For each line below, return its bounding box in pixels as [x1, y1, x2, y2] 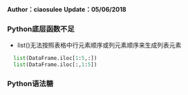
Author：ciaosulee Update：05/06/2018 [7, 6, 126, 13]
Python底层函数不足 [7, 24, 75, 34]
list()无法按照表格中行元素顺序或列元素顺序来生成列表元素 [17, 41, 182, 50]
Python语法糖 [7, 78, 54, 88]
